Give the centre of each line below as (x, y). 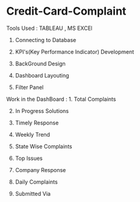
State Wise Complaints (44, 146)
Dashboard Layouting (42, 75)
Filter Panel (29, 87)
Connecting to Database (46, 40)
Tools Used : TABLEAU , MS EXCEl (49, 28)
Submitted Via (33, 193)
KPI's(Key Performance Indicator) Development (75, 52)
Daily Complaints (36, 182)
